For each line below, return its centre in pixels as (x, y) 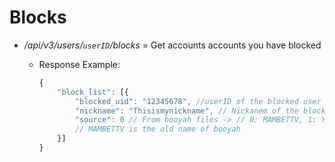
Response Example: (79, 64)
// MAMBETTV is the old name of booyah (157, 129)
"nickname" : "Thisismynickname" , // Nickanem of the (186, 111)
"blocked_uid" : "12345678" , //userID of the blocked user (198, 101)
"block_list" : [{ (93, 92)
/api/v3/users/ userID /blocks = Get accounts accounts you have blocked (172, 45)
